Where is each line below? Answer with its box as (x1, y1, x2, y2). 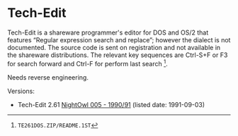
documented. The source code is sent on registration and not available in (7, 43, 221, 51)
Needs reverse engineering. (7, 73, 89, 82)
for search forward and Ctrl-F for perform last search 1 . (7, 58, 168, 68)
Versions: (7, 87, 35, 95)
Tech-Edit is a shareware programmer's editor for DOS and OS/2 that (7, 28, 209, 37)
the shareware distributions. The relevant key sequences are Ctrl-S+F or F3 (7, 51, 228, 59)
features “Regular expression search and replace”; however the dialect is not (7, 35, 231, 44)
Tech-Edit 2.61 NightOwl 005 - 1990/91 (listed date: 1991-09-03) (17, 100, 205, 109)
